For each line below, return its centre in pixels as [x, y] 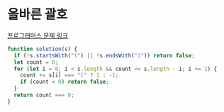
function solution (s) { [43, 49]
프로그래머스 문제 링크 [38, 35]
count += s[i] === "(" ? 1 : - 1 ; [69, 75]
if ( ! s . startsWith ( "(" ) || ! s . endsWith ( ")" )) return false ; [104, 55]
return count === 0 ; [44, 95]
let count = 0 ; [36, 62]
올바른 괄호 [38, 15]
